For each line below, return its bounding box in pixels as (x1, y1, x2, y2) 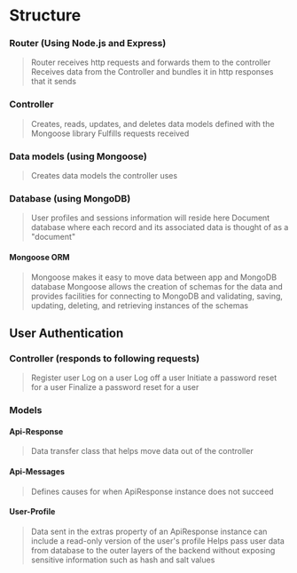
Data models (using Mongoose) (9, 150, 148, 163)
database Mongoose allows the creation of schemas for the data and (30, 281, 283, 291)
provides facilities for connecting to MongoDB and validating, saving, (30, 290, 284, 301)
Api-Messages (9, 466, 65, 476)
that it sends (30, 76, 77, 87)
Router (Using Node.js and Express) (9, 37, 167, 50)
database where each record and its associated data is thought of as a (30, 222, 289, 233)
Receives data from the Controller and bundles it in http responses (30, 67, 274, 77)
